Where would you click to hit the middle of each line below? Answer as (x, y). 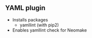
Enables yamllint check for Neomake (49, 30)
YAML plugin (25, 8)
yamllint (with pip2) (39, 25)
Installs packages (30, 19)
